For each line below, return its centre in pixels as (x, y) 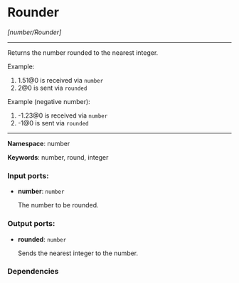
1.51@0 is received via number (60, 80)
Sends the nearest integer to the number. (78, 253)
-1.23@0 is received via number (63, 115)
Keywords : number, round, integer (58, 157)
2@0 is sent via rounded (52, 88)
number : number (41, 191)
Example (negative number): (49, 101)
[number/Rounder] (34, 32)
